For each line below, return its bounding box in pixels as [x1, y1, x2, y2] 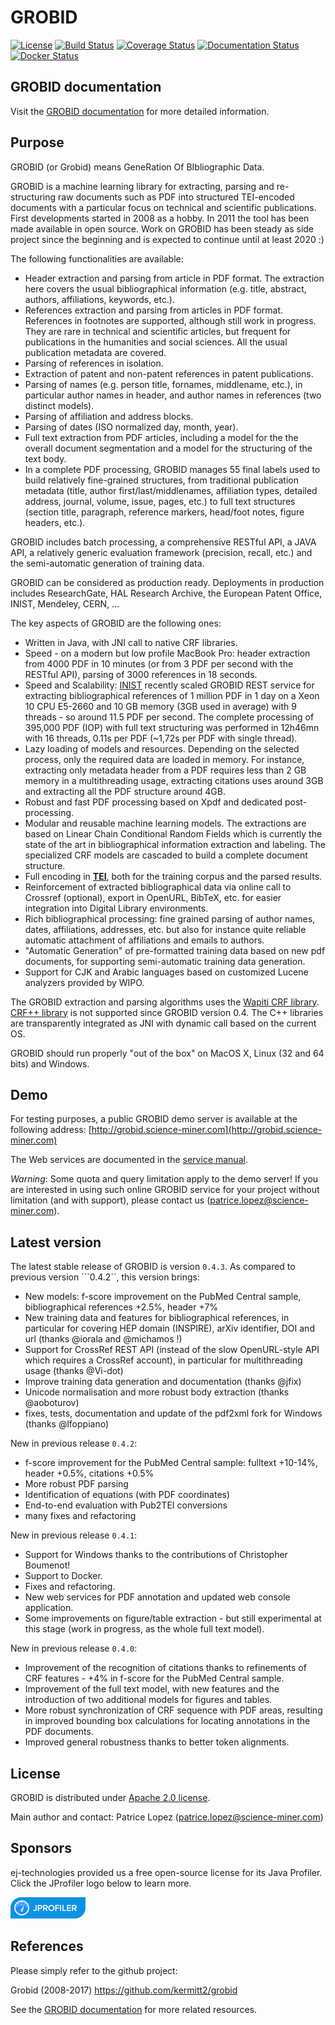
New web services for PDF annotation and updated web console [24, 1591, 291, 1603]
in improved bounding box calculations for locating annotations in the [24, 1715, 311, 1727]
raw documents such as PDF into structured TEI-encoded [57, 191, 295, 203]
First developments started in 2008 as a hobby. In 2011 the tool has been [10, 212, 310, 224]
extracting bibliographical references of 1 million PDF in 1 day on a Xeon [24, 689, 320, 701]
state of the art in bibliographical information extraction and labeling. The [24, 838, 326, 850]
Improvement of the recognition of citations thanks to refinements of [24, 1662, 307, 1674]
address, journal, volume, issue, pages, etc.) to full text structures [24, 495, 296, 507]
